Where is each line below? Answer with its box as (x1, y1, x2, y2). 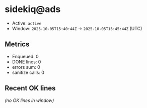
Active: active (12, 20, 42, 26)
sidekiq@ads (5, 4, 61, 15)
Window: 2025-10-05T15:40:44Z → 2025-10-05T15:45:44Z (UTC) (12, 25, 142, 31)
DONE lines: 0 (12, 59, 41, 65)
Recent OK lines (5, 84, 56, 92)
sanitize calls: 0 (12, 69, 45, 75)
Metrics (5, 40, 30, 49)
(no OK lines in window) (5, 97, 54, 103)
